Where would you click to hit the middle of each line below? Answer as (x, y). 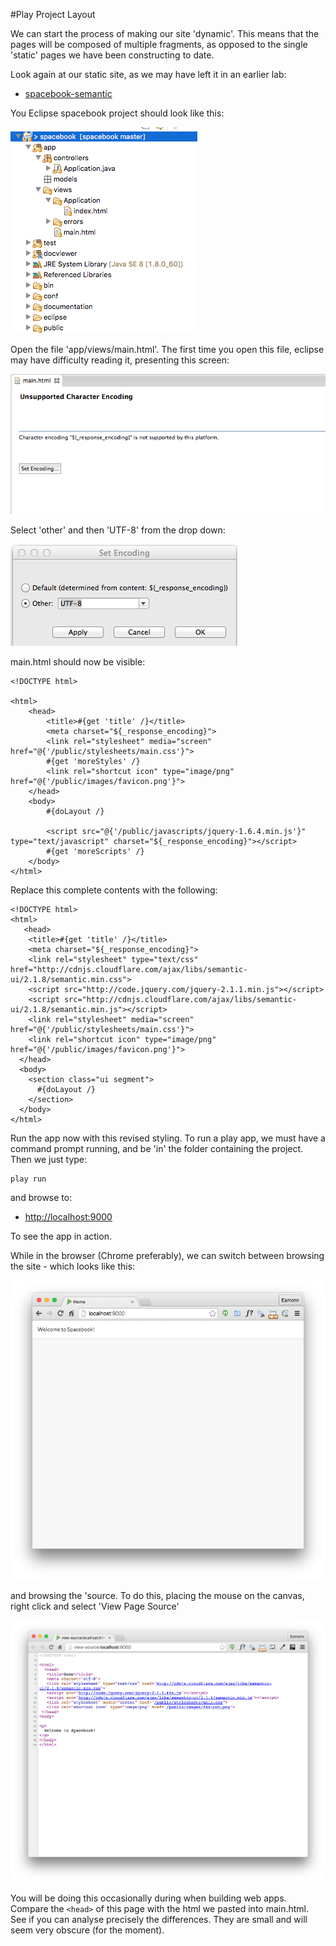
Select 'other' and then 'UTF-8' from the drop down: (118, 530)
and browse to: (41, 1197)
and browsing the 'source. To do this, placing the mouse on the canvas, (157, 1595)
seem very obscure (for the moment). (87, 1930)
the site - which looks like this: (73, 1266)
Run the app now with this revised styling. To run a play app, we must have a (168, 1138)
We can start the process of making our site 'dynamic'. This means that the (165, 33)
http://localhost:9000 (68, 1217)
